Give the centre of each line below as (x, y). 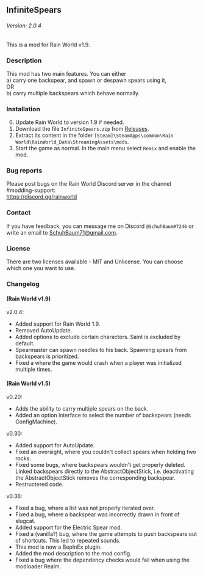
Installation (23, 109)
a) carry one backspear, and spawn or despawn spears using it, (86, 80)
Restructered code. (39, 485)
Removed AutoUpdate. (44, 331)
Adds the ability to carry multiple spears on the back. (82, 409)
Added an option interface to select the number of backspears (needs (103, 416)
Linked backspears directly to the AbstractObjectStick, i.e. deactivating (104, 471)
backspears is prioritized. (47, 356)
